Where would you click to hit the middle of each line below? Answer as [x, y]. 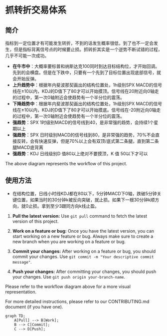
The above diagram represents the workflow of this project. [66, 164]
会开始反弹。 [25, 79]
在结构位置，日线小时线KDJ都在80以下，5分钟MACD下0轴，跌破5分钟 [84, 193]
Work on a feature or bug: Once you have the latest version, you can [83, 231]
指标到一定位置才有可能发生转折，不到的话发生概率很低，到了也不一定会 [79, 43]
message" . [22, 262]
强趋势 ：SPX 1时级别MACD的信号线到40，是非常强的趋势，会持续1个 [83, 122]
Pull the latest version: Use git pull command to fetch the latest [80, 216]
